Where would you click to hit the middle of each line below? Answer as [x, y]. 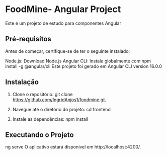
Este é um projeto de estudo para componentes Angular [63, 23]
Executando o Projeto [39, 135]
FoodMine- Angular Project [63, 9]
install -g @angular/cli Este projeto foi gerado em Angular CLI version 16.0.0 [83, 66]
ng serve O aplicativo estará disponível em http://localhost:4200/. [73, 147]
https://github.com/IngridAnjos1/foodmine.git [59, 100]
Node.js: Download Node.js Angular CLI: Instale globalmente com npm [78, 61]
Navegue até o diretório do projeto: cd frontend [61, 109]
